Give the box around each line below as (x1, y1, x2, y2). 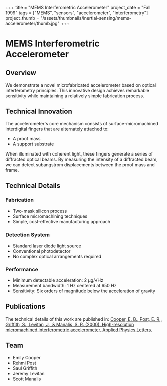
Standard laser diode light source (12, 243, 82, 249)
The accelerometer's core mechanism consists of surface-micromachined (5, 120, 159, 126)
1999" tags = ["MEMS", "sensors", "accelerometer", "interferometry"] (5, 10, 148, 16)
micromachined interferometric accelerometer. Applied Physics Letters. (5, 327, 153, 333)
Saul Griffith (12, 365, 38, 371)
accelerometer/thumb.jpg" (5, 20, 60, 26)
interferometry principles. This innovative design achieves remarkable (5, 88, 149, 93)
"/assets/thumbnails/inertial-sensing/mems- (40, 15, 132, 21)
